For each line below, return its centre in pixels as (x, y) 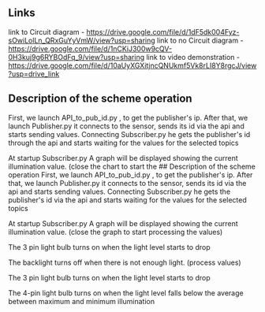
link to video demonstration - (193, 57)
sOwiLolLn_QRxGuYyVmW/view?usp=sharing (82, 40)
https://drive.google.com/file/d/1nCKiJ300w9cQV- (90, 48)
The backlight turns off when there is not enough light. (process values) (125, 262)
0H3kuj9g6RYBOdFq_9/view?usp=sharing (77, 57)
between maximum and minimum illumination (82, 301)
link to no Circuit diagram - (200, 40)
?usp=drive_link (34, 73)
